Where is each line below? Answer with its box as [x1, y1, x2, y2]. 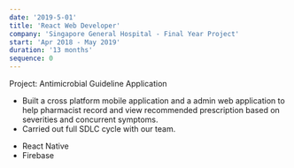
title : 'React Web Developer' [9, 21, 121, 30]
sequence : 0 [9, 54, 53, 63]
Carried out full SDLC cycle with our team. [21, 124, 176, 134]
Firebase [21, 150, 55, 160]
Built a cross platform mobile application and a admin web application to [21, 95, 285, 106]
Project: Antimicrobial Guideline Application [9, 79, 167, 88]
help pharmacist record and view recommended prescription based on [21, 105, 281, 115]
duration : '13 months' [9, 46, 93, 55]
